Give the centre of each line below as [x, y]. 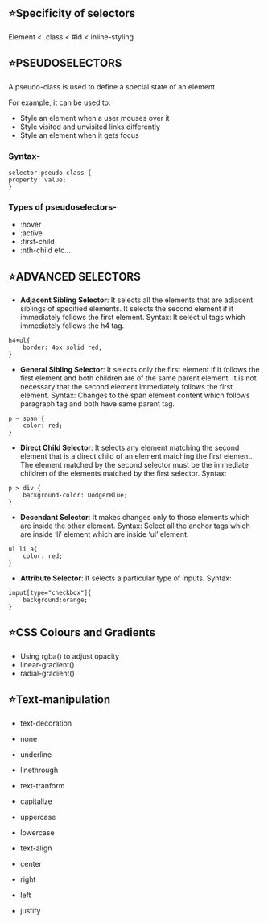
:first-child [37, 242]
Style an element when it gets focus [79, 135]
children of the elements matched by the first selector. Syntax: [123, 473]
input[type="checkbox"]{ [50, 593]
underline [36, 754]
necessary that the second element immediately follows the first [126, 387]
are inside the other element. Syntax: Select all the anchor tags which [135, 526]
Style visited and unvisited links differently [90, 127]
